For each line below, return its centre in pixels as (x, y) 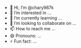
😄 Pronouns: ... (26, 36)
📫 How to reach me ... (32, 29)
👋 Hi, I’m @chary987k (32, 8)
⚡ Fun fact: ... (23, 41)
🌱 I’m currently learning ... (36, 18)
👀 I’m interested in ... (30, 13)
